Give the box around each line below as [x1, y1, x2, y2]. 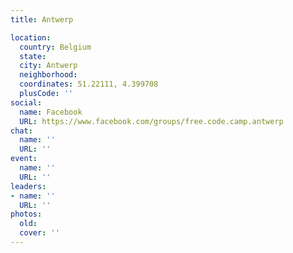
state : [19, 51, 47, 61]
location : [10, 32, 52, 43]
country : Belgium [19, 42, 92, 52]
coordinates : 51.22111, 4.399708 [19, 79, 159, 90]
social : [10, 97, 43, 108]
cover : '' [19, 228, 60, 238]
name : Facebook [19, 107, 83, 117]
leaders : [10, 181, 47, 191]
